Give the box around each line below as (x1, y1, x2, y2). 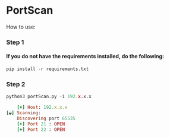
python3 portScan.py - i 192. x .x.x (6, 93, 92, 100)
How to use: (6, 23, 36, 30)
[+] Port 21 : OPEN (17, 121, 65, 127)
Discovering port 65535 (17, 115, 76, 121)
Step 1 (6, 38, 24, 46)
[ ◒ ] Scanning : (6, 109, 42, 116)
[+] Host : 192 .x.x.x (17, 105, 68, 111)
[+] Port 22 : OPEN (17, 126, 65, 133)
